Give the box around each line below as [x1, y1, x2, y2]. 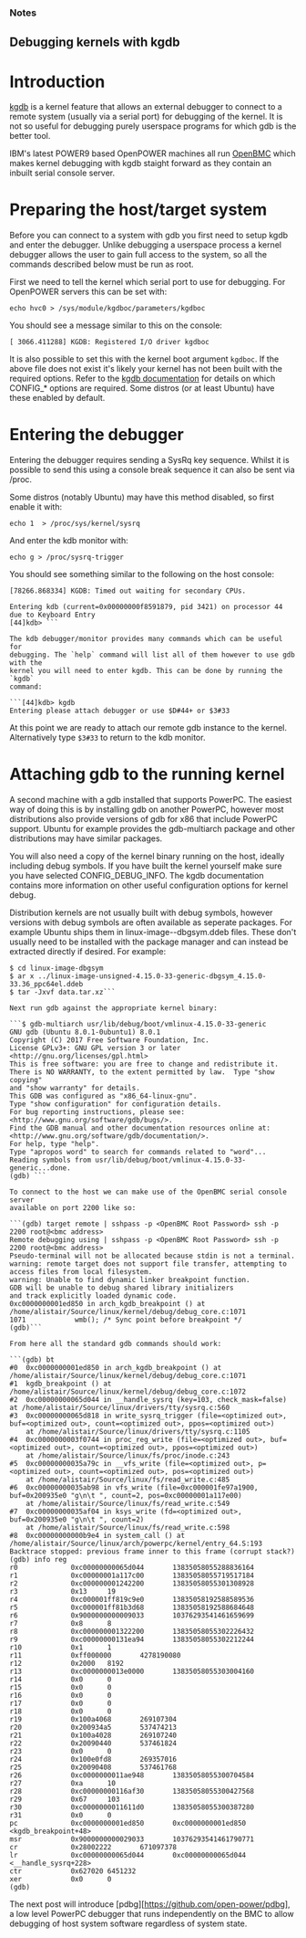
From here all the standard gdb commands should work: [9, 1340, 222, 1349]
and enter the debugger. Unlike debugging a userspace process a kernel [9, 239, 282, 250]
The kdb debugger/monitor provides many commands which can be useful [9, 635, 283, 644]
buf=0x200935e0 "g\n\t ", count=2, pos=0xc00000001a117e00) [9, 1491, 243, 1501]
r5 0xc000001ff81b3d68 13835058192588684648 [9, 1603, 255, 1613]
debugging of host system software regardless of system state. [9, 1918, 248, 1929]
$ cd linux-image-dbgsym [9, 964, 104, 974]
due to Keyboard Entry [9, 610, 96, 620]
